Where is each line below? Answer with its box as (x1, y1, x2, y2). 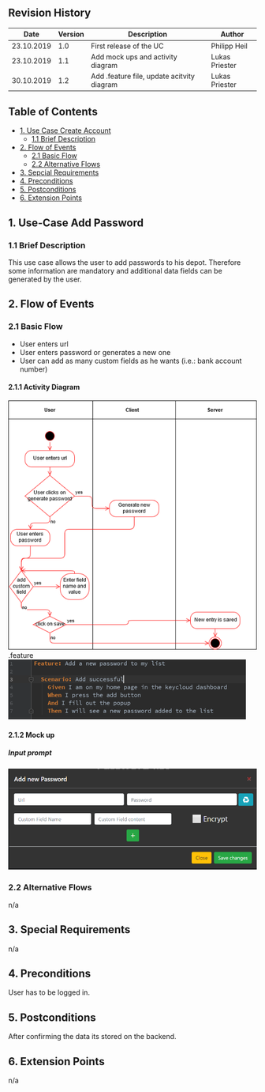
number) (19, 364, 48, 374)
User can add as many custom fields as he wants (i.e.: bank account (19, 356, 242, 365)
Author (220, 29, 244, 39)
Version (58, 29, 84, 39)
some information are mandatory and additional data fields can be (8, 266, 222, 276)
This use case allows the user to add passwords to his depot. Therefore (8, 258, 241, 267)
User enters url (19, 339, 69, 349)
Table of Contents (8, 104, 99, 118)
